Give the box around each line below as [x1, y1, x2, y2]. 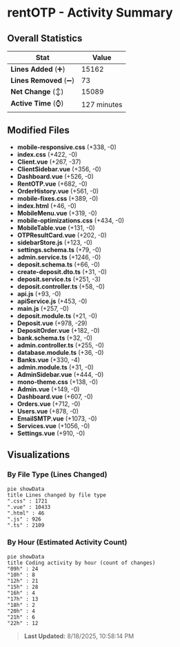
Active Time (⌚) [10, 99, 64, 108]
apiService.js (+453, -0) [17, 297, 88, 305]
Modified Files [7, 124, 70, 136]
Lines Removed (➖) [10, 76, 74, 85]
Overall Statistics [7, 32, 83, 44]
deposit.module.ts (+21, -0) [17, 311, 98, 320]
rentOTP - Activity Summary [7, 5, 174, 21]
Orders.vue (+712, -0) [17, 399, 81, 408]
